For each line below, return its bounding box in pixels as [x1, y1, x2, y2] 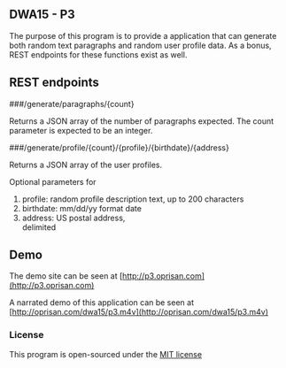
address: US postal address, [21, 212, 126, 223]
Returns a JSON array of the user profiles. [9, 159, 163, 170]
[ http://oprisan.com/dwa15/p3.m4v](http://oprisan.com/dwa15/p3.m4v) [9, 307, 268, 318]
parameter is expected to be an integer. [9, 125, 153, 135]
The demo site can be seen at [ [9, 271, 123, 281]
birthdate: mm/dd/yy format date [21, 203, 142, 213]
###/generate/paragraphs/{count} [9, 98, 135, 109]
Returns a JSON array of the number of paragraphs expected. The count [9, 115, 274, 126]
